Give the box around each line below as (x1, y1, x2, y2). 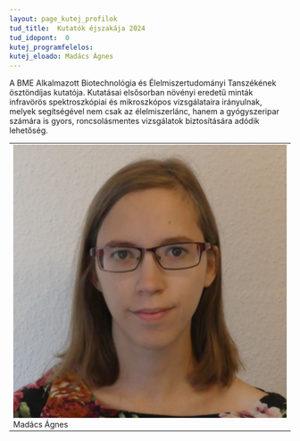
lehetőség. (9, 125, 49, 136)
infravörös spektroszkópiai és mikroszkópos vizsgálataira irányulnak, (9, 96, 262, 107)
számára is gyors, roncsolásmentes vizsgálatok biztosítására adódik (9, 116, 261, 127)
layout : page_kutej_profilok (9, 14, 118, 23)
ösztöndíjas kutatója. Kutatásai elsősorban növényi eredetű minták (9, 87, 254, 98)
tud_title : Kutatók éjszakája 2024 (9, 23, 146, 33)
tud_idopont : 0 (9, 33, 70, 42)
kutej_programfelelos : (9, 43, 94, 52)
